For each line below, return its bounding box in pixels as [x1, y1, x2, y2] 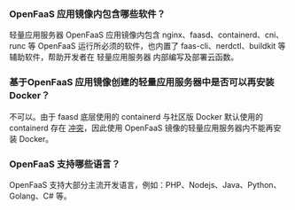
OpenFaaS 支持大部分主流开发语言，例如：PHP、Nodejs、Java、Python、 [9, 179, 282, 190]
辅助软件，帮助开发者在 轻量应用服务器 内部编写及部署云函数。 [9, 51, 239, 63]
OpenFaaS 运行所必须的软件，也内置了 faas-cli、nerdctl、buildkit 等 [37, 41, 286, 51]
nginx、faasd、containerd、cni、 [162, 29, 284, 41]
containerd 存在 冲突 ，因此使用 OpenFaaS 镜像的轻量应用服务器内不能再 [9, 122, 274, 133]
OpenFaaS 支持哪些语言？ [9, 158, 121, 170]
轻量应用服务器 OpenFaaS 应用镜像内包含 [9, 29, 161, 41]
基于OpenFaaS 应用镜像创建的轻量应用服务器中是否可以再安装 [9, 76, 275, 89]
